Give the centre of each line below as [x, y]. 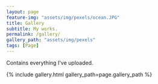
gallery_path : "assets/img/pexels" [51, 40]
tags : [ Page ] [23, 46]
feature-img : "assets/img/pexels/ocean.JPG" [63, 18]
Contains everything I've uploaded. [50, 63]
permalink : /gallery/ [33, 34]
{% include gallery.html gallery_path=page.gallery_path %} [79, 74]
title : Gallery [25, 23]
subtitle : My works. [32, 29]
